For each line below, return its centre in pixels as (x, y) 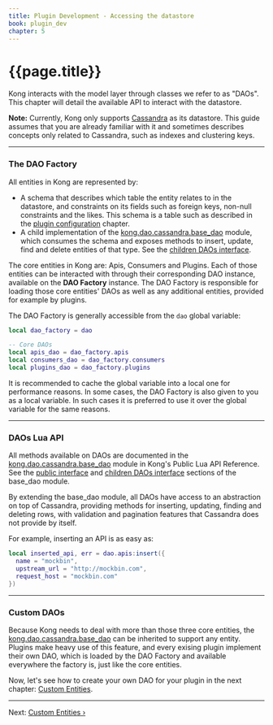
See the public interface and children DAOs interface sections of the (123, 473)
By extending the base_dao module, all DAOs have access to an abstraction (135, 497)
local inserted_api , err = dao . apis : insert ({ (87, 554)
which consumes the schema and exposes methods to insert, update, (136, 241)
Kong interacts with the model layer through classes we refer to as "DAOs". (134, 93)
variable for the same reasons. (60, 409)
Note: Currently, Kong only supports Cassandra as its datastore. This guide (134, 118)
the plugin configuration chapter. (75, 224)
